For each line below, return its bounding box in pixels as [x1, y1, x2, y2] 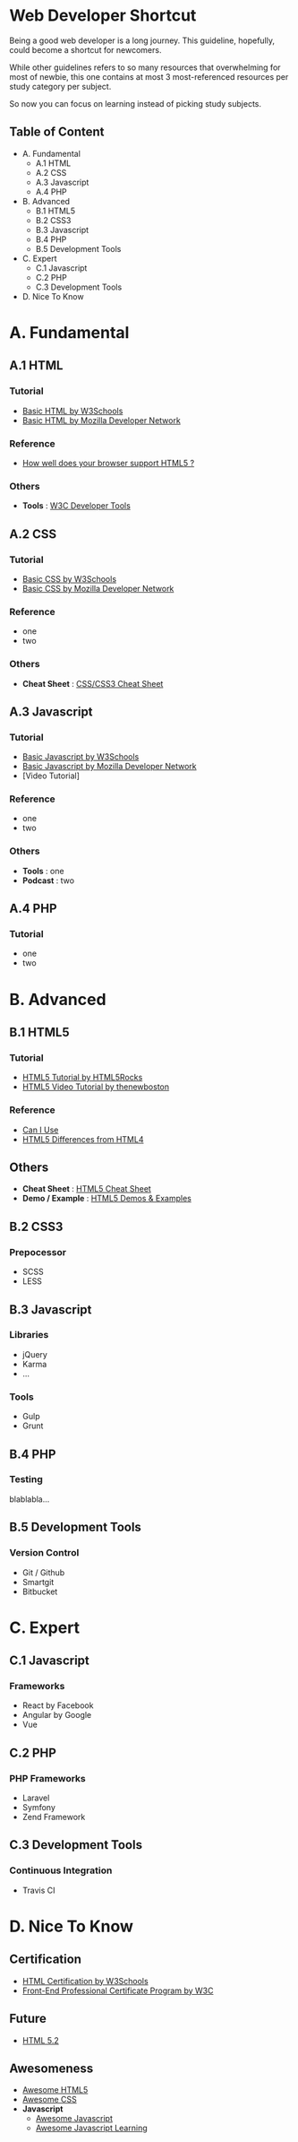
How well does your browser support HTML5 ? [21, 457, 195, 468]
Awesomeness [9, 2060, 94, 2076]
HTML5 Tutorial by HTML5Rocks [21, 1072, 143, 1083]
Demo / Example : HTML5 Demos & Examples [21, 1193, 192, 1204]
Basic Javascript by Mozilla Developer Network [21, 761, 197, 772]
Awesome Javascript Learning [35, 2122, 148, 2134]
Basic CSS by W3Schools [21, 573, 117, 584]
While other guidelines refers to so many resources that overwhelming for [9, 62, 281, 73]
